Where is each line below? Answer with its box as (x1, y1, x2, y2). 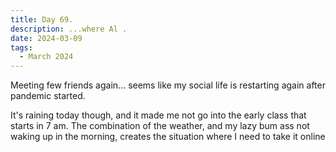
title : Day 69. (10, 14, 74, 25)
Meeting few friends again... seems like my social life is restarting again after (10, 79, 326, 91)
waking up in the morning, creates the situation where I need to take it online (10, 131, 326, 143)
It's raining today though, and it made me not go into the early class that (10, 109, 307, 121)
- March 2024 (19, 52, 74, 62)
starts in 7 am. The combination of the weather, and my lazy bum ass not (10, 120, 310, 132)
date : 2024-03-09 (10, 33, 83, 43)
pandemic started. (10, 90, 86, 102)
